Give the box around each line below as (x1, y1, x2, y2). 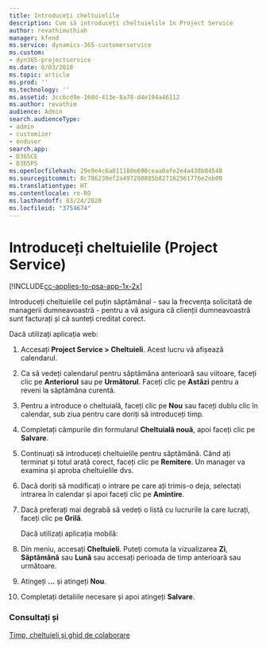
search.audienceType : (9, 115, 81, 123)
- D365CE (9, 152, 38, 160)
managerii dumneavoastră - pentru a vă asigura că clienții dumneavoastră (9, 306, 251, 315)
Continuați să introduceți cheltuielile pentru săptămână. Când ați (20, 449, 231, 459)
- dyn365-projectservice (9, 57, 91, 64)
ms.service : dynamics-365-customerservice (9, 41, 152, 49)
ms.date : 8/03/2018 (9, 64, 74, 72)
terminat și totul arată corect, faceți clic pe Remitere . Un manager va (20, 457, 245, 466)
